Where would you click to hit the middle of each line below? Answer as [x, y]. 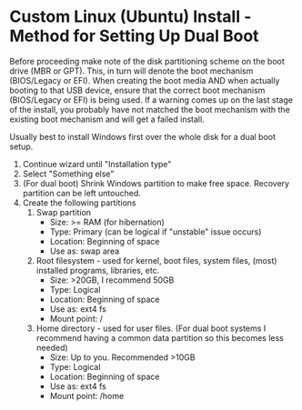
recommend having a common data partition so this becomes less [160, 337]
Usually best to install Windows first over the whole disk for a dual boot [142, 136]
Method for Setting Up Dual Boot [134, 36]
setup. [21, 146]
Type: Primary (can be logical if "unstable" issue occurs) [156, 231]
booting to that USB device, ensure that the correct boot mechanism [137, 90]
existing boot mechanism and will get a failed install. [107, 119]
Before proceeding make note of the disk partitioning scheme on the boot [147, 61]
